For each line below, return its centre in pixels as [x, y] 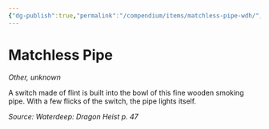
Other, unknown [35, 77]
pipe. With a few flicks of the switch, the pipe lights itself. [102, 101]
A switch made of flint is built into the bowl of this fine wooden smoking [126, 92]
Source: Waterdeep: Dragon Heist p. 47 [73, 116]
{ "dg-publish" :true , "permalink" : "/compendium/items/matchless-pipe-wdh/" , [136, 16]
